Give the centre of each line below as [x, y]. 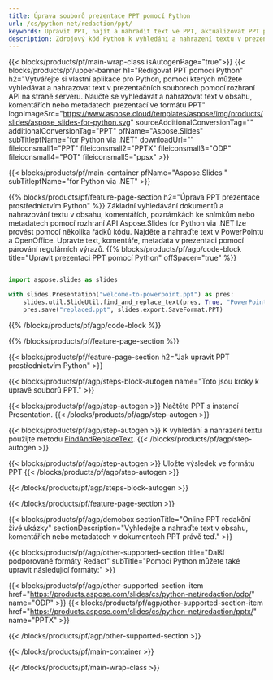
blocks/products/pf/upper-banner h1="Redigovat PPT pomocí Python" [126, 71]
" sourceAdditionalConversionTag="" [192, 122]
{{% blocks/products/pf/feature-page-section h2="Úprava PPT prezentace [134, 197]
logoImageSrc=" [36, 114]
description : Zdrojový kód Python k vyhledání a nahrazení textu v [125, 39]
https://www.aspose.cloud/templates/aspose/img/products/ [163, 114]
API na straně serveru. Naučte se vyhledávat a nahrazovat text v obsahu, [130, 97]
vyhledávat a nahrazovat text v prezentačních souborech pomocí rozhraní [132, 88]
